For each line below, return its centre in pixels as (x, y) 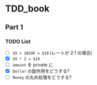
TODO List (18, 41)
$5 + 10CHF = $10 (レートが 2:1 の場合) (52, 52)
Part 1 (14, 27)
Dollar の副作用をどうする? (41, 71)
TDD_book (27, 9)
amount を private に (33, 65)
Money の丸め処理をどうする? (42, 77)
